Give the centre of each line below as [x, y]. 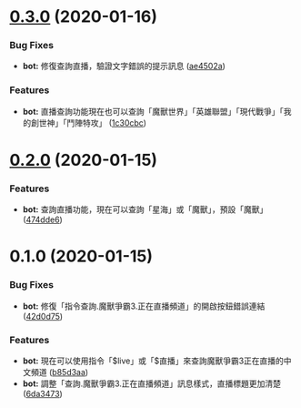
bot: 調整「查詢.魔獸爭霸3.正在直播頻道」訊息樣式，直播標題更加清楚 [152, 383]
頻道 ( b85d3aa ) [60, 372]
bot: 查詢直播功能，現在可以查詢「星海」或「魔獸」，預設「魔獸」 [145, 209]
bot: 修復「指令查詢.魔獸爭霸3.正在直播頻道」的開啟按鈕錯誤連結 [144, 306]
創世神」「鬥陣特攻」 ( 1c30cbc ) [89, 122]
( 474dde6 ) [43, 219]
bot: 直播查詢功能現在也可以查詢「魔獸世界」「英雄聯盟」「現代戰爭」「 [153, 111]
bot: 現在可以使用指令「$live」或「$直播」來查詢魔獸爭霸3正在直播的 [153, 361]
